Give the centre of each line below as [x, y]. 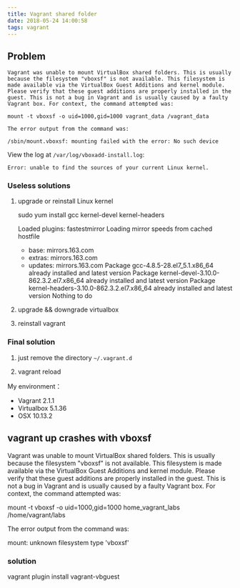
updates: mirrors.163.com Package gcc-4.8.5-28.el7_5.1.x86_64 [121, 266]
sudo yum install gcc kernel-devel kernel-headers [91, 215]
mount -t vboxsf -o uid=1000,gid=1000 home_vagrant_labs [94, 507]
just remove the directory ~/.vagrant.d [75, 357]
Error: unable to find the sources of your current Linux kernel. [108, 168]
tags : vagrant [29, 27]
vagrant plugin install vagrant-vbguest [64, 577]
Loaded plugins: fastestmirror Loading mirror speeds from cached [115, 229]
